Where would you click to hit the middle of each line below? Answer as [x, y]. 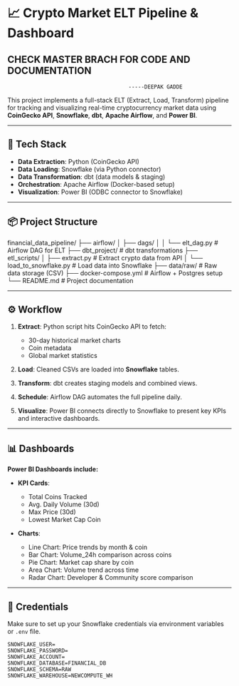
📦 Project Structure [53, 222]
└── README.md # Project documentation [70, 280]
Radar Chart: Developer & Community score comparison [111, 578]
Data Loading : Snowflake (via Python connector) [89, 169]
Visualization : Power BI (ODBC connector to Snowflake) [100, 192]
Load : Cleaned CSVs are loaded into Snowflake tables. [98, 369]
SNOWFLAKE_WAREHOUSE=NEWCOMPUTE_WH [60, 676]
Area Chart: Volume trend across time [84, 570]
